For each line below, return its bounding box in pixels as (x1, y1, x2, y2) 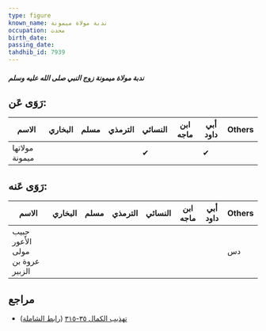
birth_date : (8, 33, 47, 42)
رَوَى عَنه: (8, 179, 47, 192)
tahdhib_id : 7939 (8, 48, 66, 56)
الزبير (12, 266, 31, 277)
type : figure (8, 11, 51, 20)
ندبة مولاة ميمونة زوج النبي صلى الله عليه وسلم (8, 73, 145, 82)
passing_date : (8, 41, 55, 49)
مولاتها (12, 143, 34, 154)
